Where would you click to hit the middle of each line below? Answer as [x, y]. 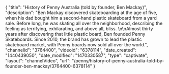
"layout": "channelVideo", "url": [38, 61]
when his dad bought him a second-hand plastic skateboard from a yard [81, 18]
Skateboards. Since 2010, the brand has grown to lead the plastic [74, 39]
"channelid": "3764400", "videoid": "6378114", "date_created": [71, 50]
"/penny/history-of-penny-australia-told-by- [118, 61]
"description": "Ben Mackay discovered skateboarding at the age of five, [81, 13]
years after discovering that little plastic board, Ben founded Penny [75, 34]
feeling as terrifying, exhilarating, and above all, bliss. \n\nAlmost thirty [79, 29]
